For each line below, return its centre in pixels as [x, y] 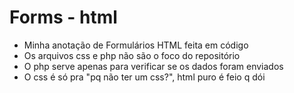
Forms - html [63, 17]
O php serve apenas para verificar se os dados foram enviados [153, 66]
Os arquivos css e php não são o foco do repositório [132, 55]
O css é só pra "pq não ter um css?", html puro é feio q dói [144, 77]
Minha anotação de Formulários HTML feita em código [136, 45]
